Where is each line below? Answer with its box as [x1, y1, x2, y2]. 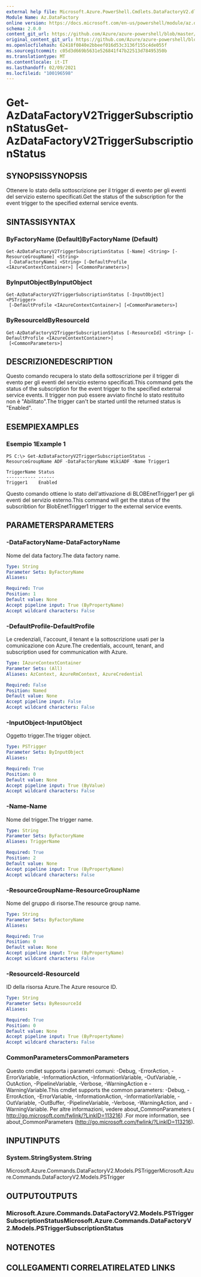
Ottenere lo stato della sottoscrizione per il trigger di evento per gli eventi [6, 187, 187, 194]
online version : [6, 20, 47, 26]
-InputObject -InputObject [6, 718, 83, 727]
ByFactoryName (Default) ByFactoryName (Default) [6, 235, 159, 243]
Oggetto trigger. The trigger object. [6, 732, 92, 739]
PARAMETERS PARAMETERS [6, 520, 114, 530]
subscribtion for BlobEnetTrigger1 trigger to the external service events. [6, 503, 182, 510]
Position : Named [6, 688, 47, 694]
